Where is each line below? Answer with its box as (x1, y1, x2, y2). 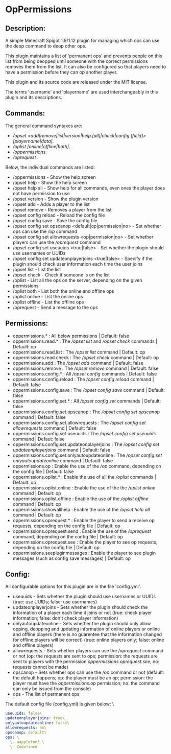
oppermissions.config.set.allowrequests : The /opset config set (12, 419, 146, 426)
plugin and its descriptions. (5, 95, 62, 100)
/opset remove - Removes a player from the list (12, 206, 112, 213)
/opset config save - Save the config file (12, 217, 97, 223)
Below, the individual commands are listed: (5, 164, 95, 170)
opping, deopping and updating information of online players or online (12, 626, 160, 632)
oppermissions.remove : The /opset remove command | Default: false (12, 365, 159, 371)
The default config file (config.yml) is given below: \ (5, 701, 114, 707)
